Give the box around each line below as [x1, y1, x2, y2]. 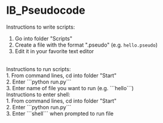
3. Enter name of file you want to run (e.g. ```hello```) [6, 84, 134, 91]
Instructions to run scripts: [6, 65, 71, 72]
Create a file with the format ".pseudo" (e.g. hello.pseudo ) [14, 41, 158, 48]
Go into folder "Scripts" [14, 35, 73, 42]
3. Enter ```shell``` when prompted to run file [6, 110, 114, 117]
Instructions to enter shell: [6, 91, 70, 98]
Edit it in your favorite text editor [14, 47, 94, 54]
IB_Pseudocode [6, 4, 85, 17]
